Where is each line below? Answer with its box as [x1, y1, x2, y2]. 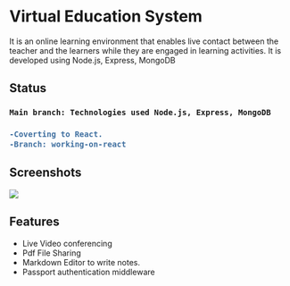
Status [9, 80, 47, 96]
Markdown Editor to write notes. [21, 257, 141, 267]
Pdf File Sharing [21, 248, 82, 258]
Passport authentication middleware [21, 266, 155, 277]
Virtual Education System [9, 6, 203, 27]
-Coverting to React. [9, 130, 104, 139]
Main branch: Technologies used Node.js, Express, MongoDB [9, 107, 271, 118]
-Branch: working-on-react [9, 139, 127, 149]
